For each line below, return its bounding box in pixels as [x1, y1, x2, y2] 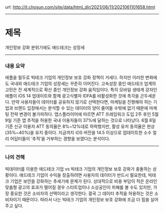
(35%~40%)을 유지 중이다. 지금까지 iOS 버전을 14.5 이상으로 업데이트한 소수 [5, 130, 152, 136]
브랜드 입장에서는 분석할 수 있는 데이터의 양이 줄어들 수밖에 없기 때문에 [14, 105, 148, 111]
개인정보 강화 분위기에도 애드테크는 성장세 [5, 44, 85, 50]
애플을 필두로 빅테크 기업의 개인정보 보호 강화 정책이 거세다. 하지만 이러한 [5, 74, 144, 80]
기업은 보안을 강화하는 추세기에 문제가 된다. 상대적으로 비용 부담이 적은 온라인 [10, 178, 158, 184]
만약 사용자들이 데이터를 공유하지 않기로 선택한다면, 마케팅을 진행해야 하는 [11, 99, 152, 105]
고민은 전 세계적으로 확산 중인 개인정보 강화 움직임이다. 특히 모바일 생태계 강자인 [5, 87, 158, 93]
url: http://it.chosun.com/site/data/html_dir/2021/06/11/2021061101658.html [5, 4, 155, 10]
